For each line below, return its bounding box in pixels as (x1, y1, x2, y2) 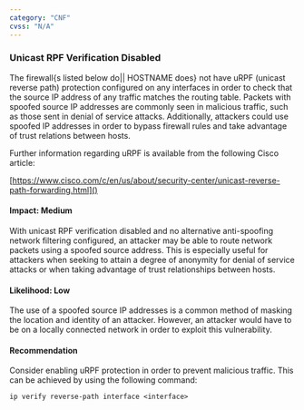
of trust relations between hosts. (9, 130, 132, 141)
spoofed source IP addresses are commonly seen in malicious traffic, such (9, 101, 289, 112)
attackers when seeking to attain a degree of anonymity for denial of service (9, 255, 295, 265)
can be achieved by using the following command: (9, 375, 198, 386)
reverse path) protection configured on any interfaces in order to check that (9, 82, 293, 93)
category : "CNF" (9, 13, 71, 23)
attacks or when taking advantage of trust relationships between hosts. (9, 264, 276, 275)
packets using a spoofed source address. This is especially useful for (9, 245, 269, 255)
